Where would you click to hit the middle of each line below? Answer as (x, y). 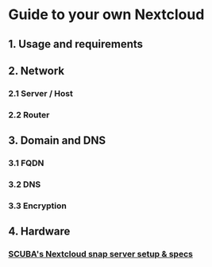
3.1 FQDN (26, 163)
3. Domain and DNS (57, 141)
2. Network (37, 70)
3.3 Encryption (38, 206)
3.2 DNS (25, 184)
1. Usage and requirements (76, 44)
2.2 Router (29, 114)
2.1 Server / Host (41, 93)
